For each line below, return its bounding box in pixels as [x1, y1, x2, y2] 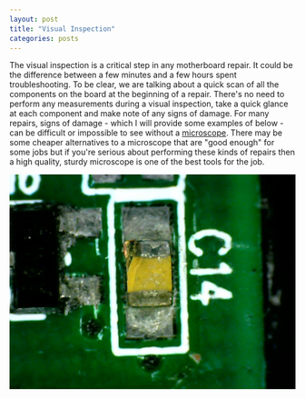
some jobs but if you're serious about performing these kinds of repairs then [9, 146, 295, 158]
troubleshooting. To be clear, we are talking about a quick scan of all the [9, 79, 280, 90]
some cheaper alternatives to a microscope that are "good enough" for [9, 137, 275, 148]
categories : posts [9, 34, 79, 43]
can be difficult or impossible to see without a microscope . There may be [9, 127, 283, 138]
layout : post [9, 15, 59, 24]
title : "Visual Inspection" [9, 24, 116, 34]
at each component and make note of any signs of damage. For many [9, 108, 270, 119]
